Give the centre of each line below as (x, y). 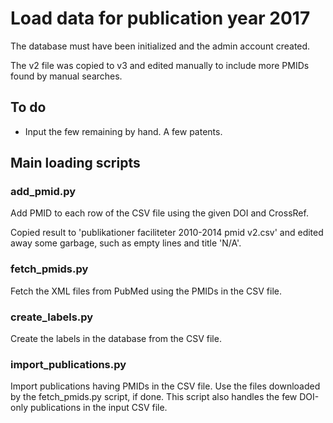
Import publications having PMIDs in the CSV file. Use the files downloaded (165, 386)
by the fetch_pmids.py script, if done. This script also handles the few (154, 397)
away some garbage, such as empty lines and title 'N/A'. (126, 243)
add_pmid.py (43, 192)
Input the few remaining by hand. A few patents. (123, 131)
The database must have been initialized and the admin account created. (160, 46)
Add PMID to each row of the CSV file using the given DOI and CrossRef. (159, 213)
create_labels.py (52, 317)
